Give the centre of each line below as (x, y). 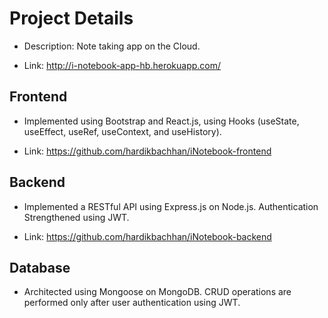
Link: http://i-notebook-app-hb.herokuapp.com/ (122, 65)
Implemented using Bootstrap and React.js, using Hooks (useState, (161, 121)
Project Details (71, 18)
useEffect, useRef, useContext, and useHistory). (122, 131)
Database (40, 267)
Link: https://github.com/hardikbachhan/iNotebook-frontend (147, 151)
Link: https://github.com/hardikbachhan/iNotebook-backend (147, 236)
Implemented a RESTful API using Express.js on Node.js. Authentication (171, 206)
